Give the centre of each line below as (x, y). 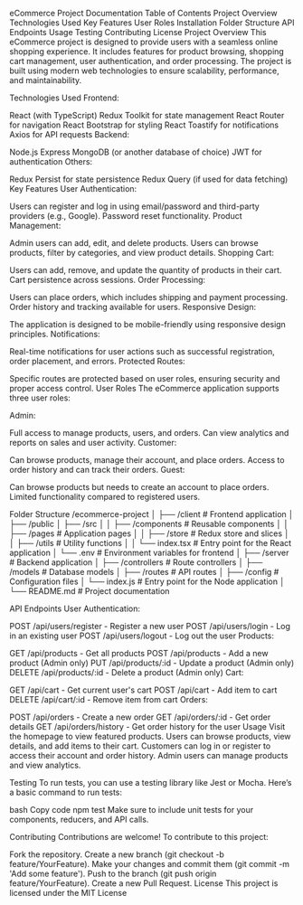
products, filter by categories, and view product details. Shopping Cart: (142, 253)
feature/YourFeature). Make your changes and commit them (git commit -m (150, 864)
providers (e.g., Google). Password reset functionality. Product (126, 216)
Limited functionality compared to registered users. (105, 497)
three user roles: (40, 398)
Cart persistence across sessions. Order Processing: (108, 280)
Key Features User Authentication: (73, 189)
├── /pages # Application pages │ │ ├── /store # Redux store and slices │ (150, 533)
